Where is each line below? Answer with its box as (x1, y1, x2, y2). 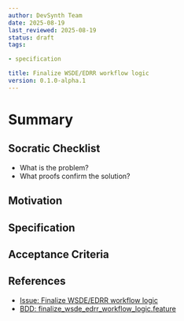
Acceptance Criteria (8, 248, 109, 261)
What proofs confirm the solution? (19, 171, 131, 181)
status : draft (8, 33, 55, 42)
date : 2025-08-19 (8, 19, 65, 27)
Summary (8, 110, 73, 129)
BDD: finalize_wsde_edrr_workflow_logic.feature (19, 304, 177, 313)
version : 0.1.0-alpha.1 (8, 77, 86, 84)
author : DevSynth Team (8, 11, 83, 20)
